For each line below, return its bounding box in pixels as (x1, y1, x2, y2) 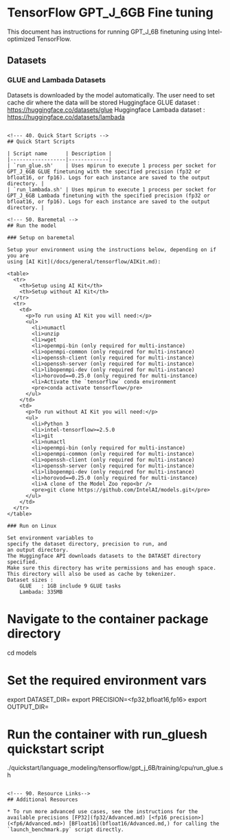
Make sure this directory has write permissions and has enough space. (7, 564, 216, 571)
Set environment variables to (7, 534, 94, 541)
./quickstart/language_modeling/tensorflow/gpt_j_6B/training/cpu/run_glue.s (7, 764, 223, 772)
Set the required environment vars (7, 673, 207, 688)
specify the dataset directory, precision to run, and (7, 540, 168, 547)
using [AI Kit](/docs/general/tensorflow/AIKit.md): (7, 258, 161, 265)
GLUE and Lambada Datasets (7, 75, 106, 85)
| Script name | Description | (7, 150, 112, 157)
